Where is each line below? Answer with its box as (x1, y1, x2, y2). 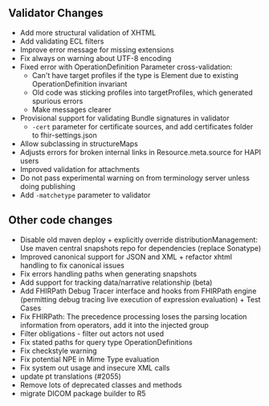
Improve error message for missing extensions (19, 44, 174, 55)
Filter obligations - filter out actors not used (19, 329, 165, 338)
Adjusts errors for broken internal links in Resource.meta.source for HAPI (19, 147, 262, 157)
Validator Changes (8, 6, 104, 20)
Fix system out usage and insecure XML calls (19, 363, 170, 372)
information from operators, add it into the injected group (19, 320, 209, 330)
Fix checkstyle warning (19, 346, 98, 355)
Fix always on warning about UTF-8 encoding (19, 53, 172, 63)
